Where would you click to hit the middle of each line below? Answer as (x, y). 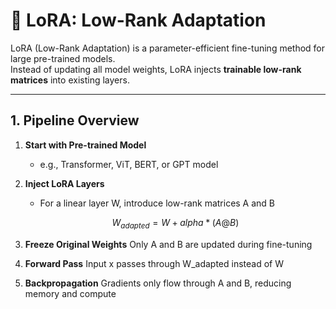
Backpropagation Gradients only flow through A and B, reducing (158, 283)
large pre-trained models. (63, 58)
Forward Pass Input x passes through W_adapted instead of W (154, 263)
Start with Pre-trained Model (85, 145)
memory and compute (70, 293)
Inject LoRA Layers (64, 183)
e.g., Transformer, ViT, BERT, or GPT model (129, 164)
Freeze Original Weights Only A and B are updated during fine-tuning (168, 244)
